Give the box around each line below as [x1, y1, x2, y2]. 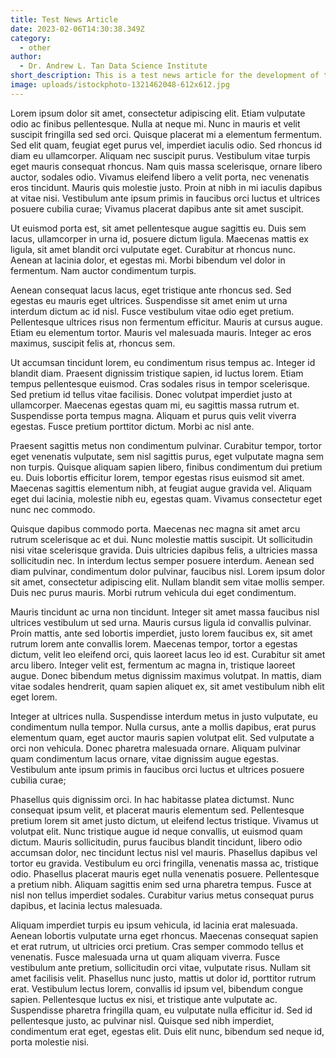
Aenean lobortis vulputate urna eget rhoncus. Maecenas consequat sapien [10, 929, 319, 941]
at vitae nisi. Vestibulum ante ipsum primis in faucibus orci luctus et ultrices [10, 192, 321, 204]
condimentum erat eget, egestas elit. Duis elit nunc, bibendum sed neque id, [10, 1025, 325, 1037]
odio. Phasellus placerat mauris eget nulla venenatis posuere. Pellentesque [10, 867, 320, 880]
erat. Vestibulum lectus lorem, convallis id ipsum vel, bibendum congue [10, 982, 304, 995]
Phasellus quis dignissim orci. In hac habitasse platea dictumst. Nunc [10, 793, 295, 805]
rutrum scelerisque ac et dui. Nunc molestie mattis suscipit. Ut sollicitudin [10, 533, 313, 545]
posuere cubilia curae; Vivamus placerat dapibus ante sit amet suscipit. [10, 202, 305, 215]
